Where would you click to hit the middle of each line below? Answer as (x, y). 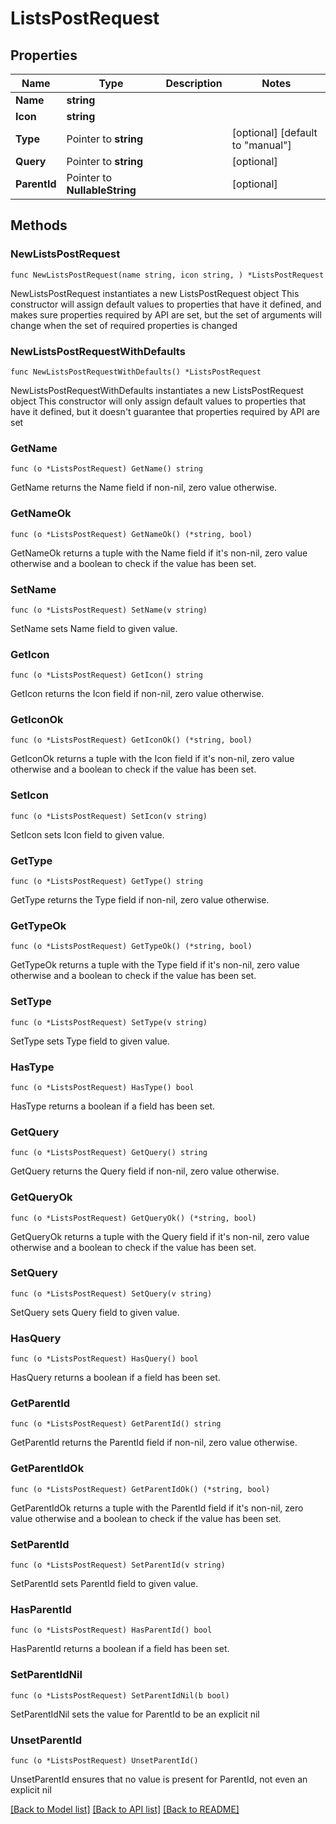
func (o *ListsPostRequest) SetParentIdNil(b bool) (120, 1695)
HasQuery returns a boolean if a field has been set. (115, 1378)
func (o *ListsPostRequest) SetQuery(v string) (111, 1293)
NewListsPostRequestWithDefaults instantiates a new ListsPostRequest (157, 390)
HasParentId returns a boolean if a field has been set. (120, 1649)
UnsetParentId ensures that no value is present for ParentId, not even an (159, 1779)
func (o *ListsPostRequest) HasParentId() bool (111, 1630)
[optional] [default (274, 132)
